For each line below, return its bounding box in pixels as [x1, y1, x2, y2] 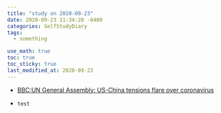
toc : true [7, 54, 36, 62]
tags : [7, 29, 23, 36]
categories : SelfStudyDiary [7, 23, 88, 29]
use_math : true [7, 48, 51, 55]
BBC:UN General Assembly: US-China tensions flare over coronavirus [16, 86, 214, 94]
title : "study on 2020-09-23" [7, 10, 94, 17]
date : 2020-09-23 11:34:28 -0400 [7, 16, 103, 23]
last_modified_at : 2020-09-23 [7, 66, 94, 74]
